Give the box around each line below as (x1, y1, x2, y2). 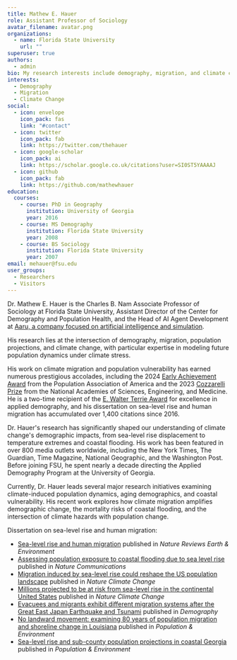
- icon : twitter (13, 129, 61, 136)
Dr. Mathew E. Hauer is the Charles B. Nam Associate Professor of (7, 299, 200, 308)
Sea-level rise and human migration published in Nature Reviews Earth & (17, 539, 229, 548)
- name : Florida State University (13, 37, 115, 44)
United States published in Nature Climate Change (17, 592, 164, 601)
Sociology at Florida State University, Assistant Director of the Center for (7, 307, 219, 315)
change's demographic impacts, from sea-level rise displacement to (7, 431, 206, 439)
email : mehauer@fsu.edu (7, 260, 78, 267)
